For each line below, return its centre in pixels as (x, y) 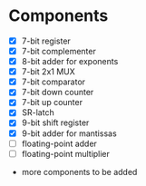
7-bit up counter (52, 103)
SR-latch (38, 113)
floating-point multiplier (66, 153)
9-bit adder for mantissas (69, 133)
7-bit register (46, 41)
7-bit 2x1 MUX (49, 72)
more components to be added (79, 171)
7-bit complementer (58, 51)
